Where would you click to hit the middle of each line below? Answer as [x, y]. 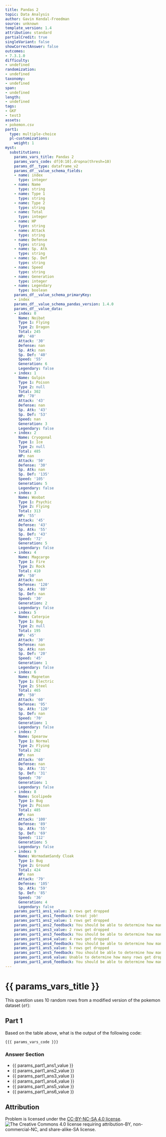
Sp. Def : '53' [33, 414]
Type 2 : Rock [32, 566]
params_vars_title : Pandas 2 [44, 157]
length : [13, 97]
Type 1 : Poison [34, 382]
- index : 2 [25, 433]
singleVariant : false [27, 42]
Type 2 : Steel [33, 686]
